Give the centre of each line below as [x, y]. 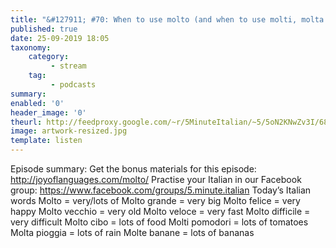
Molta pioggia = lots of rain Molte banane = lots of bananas [132, 232]
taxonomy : [31, 47]
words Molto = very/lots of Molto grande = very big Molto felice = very [155, 200]
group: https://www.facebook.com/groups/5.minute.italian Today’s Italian [161, 190]
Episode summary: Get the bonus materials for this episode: [133, 169]
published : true [44, 29]
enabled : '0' [37, 103]
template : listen [46, 141]
